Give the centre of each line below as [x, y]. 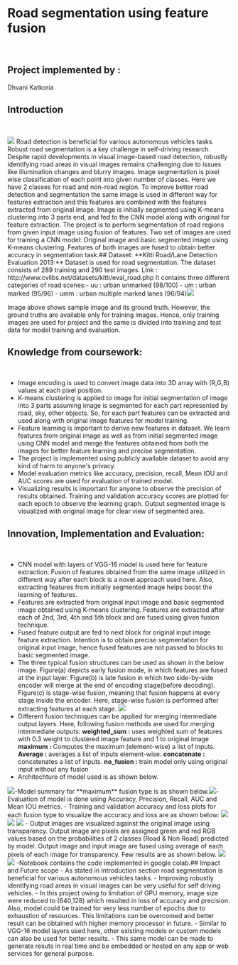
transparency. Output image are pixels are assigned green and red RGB [112, 831]
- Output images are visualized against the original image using [117, 824]
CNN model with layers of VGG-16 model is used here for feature [112, 565]
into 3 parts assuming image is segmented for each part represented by [123, 406]
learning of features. [48, 595]
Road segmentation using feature [108, 13]
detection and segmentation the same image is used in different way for [113, 194]
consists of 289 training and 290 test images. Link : [82, 270]
